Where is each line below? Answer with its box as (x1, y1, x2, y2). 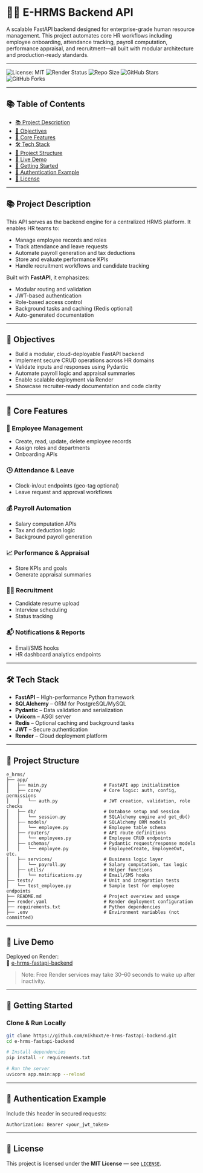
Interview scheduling (14, 606, 68, 613)
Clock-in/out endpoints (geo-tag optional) (14, 482, 120, 489)
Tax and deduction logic (14, 526, 76, 534)
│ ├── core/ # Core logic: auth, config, (6, 787, 177, 794)
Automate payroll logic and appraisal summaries (14, 369, 135, 377)
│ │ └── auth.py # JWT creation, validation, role (6, 798, 190, 804)
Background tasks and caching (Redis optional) (14, 305, 133, 312)
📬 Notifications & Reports (6, 628, 86, 636)
